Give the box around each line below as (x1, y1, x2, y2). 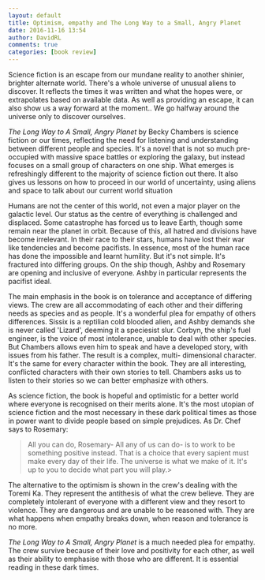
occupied (8, 152, 39, 162)
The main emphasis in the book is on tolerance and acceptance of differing (8, 292, 252, 301)
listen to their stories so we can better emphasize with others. (8, 376, 209, 385)
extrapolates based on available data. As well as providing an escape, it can (8, 95, 255, 104)
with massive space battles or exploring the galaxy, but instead (40, 152, 245, 162)
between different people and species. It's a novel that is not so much (8, 144, 235, 153)
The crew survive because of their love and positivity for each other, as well (8, 546, 255, 555)
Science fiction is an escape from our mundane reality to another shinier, (8, 70, 244, 79)
